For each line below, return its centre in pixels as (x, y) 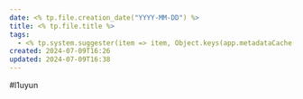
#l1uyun (24, 85)
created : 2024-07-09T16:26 (60, 51)
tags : (19, 34)
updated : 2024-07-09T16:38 (60, 59)
